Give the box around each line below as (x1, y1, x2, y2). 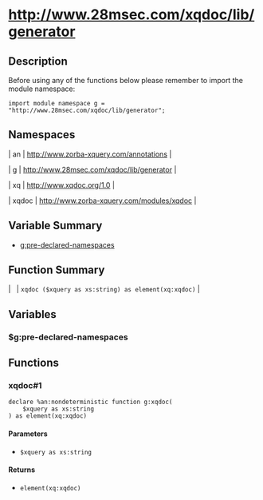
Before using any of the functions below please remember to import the (8, 76, 243, 85)
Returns (8, 465, 36, 474)
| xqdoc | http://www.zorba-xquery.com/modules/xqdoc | (8, 196, 197, 205)
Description (8, 54, 68, 68)
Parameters (8, 429, 48, 438)
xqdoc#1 (8, 380, 42, 391)
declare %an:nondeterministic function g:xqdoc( (8, 398, 173, 407)
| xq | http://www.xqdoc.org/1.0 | (8, 180, 116, 189)
